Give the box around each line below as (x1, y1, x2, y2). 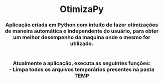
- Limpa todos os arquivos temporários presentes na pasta (9, 66, 154, 73)
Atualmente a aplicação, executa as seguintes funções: (13, 60, 151, 67)
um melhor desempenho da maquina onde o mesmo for (13, 34, 150, 41)
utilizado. (70, 40, 94, 47)
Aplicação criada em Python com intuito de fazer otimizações (5, 21, 158, 28)
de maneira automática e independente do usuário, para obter (5, 27, 159, 34)
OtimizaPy (60, 3, 104, 15)
